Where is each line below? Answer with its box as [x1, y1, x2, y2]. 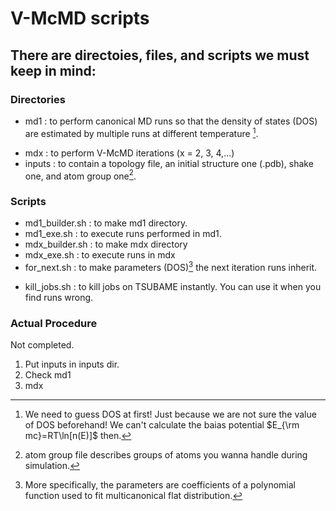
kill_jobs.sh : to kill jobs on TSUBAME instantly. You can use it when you [24, 281, 322, 293]
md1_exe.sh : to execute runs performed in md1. [24, 228, 222, 240]
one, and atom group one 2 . [24, 168, 137, 182]
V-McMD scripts [10, 7, 150, 30]
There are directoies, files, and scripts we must [10, 47, 310, 64]
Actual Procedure [10, 317, 98, 331]
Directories [10, 92, 66, 106]
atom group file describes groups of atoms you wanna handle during [24, 449, 308, 461]
